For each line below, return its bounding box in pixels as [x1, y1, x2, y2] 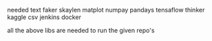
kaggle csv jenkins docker [7, 13, 81, 21]
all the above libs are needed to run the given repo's [7, 27, 155, 34]
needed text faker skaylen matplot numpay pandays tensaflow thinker [7, 6, 205, 14]
